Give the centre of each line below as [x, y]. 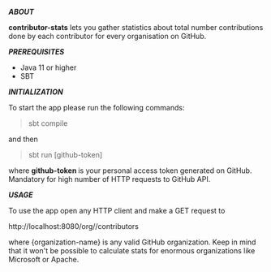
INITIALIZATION [36, 92]
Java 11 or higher [48, 67]
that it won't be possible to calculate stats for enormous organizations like [132, 250]
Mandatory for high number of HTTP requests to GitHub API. [110, 179]
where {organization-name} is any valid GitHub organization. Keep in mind [132, 242]
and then [23, 139]
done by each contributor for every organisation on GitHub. [108, 36]
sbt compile [48, 123]
